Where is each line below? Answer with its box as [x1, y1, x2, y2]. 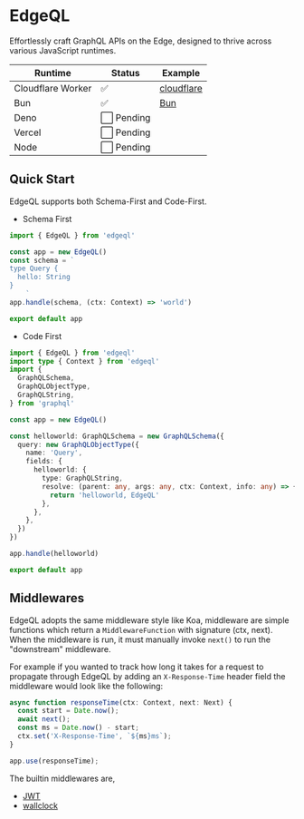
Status [111, 66, 140, 79]
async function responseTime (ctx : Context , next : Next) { [9, 697, 233, 707]
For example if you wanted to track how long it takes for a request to [9, 661, 264, 672]
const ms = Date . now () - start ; [17, 723, 140, 733]
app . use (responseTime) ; [9, 756, 100, 765]
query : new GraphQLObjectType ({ [17, 440, 140, 449]
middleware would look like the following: [9, 680, 164, 691]
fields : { [25, 457, 63, 466]
